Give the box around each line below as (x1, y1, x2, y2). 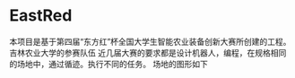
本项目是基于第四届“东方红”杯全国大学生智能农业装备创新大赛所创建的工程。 (9, 36, 291, 47)
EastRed (9, 5, 73, 26)
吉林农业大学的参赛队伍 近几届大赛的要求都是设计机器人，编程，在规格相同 (9, 47, 287, 58)
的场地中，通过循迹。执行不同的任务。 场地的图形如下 (9, 58, 208, 69)
